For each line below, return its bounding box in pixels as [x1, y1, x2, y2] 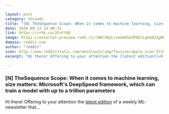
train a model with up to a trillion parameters [5, 87, 116, 94]
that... [28, 104, 40, 110]
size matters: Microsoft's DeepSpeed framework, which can [5, 81, 155, 88]
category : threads [5, 16, 44, 22]
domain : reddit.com [5, 40, 46, 45]
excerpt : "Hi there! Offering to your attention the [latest [5, 54, 136, 59]
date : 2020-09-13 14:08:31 [5, 26, 62, 31]
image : [5, 35, 19, 40]
